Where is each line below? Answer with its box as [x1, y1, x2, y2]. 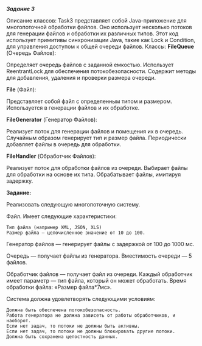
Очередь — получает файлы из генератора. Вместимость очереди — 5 [6, 252, 192, 259]
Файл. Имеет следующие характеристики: [6, 213, 117, 220]
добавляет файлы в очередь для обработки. [6, 141, 122, 148]
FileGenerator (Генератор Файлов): [6, 116, 97, 123]
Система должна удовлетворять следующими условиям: [6, 295, 156, 302]
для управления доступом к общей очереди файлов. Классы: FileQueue [6, 43, 195, 50]
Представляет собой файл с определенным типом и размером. [6, 97, 172, 105]
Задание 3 [6, 5, 35, 12]
